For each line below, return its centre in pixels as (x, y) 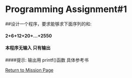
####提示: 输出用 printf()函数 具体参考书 (47, 60)
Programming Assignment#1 (66, 9)
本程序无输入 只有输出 (28, 48)
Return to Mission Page (29, 70)
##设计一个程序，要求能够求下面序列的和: (48, 24)
